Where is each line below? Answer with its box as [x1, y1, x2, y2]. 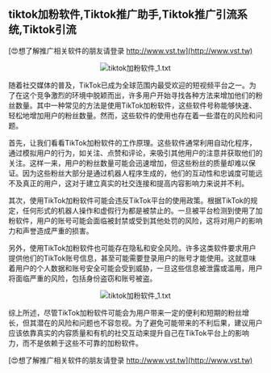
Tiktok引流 [23, 23, 77, 36]
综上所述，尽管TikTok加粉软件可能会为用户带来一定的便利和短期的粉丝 [8, 307, 243, 317]
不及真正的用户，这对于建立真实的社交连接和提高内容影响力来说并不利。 [8, 178, 248, 188]
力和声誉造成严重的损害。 [8, 226, 94, 235]
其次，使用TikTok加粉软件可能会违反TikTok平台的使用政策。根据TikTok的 [8, 195, 252, 205]
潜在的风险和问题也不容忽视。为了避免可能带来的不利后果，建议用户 [35, 318, 263, 328]
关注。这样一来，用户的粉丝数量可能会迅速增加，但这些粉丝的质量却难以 [8, 158, 248, 167]
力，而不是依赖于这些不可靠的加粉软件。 [8, 338, 143, 348]
